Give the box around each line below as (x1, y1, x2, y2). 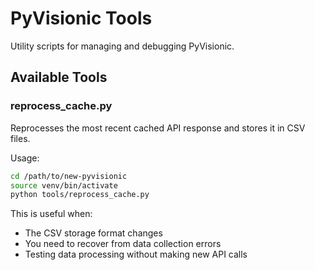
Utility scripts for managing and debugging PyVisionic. (10, 40, 235, 52)
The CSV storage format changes (24, 227, 163, 239)
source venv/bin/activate (10, 180, 118, 191)
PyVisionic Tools (10, 7, 153, 30)
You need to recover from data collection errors (24, 238, 222, 250)
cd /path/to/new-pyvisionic (10, 171, 128, 181)
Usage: (10, 152, 40, 164)
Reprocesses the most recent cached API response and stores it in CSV (10, 122, 306, 134)
